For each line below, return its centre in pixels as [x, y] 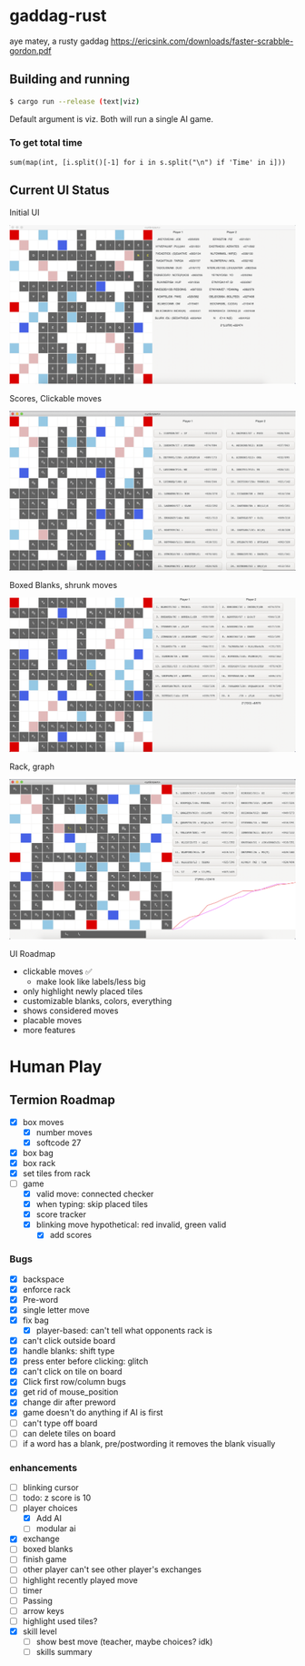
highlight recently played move [80, 1580]
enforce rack [46, 1289]
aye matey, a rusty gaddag [59, 41]
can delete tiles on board [69, 1433]
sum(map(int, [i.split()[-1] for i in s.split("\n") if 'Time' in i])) [148, 162]
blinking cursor [50, 1487]
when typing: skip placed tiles [92, 1204]
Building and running [69, 80]
